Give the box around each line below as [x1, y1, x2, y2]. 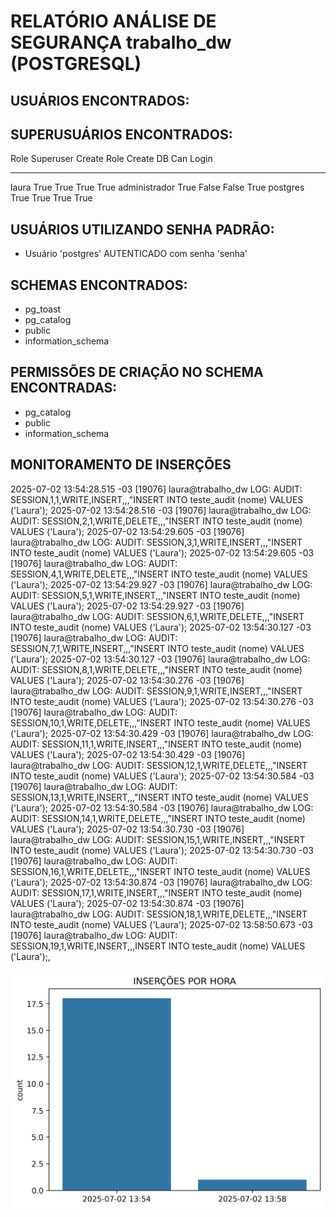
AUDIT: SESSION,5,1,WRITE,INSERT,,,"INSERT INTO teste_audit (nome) [10, 589, 301, 601]
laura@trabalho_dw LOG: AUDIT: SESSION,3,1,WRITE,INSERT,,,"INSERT [10, 536, 303, 548]
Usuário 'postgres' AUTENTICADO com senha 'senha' [24, 248, 248, 260]
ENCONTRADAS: [10, 380, 118, 397]
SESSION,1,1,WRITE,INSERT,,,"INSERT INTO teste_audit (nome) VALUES [10, 493, 304, 505]
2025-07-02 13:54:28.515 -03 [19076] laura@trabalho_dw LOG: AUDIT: [10, 483, 303, 495]
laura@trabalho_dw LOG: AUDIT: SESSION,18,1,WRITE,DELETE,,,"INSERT [10, 908, 308, 920]
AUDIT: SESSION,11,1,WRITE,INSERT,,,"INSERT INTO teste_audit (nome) [10, 738, 303, 750]
